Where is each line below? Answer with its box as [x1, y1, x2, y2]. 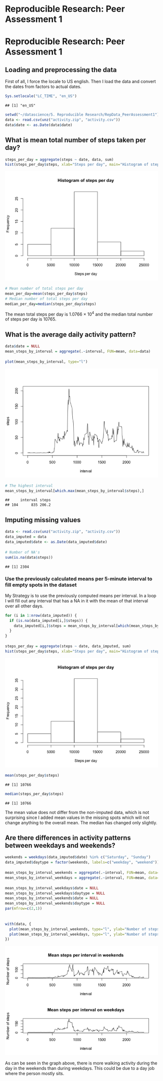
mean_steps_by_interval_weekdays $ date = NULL [5, 886, 98, 890]
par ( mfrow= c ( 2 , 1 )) [5, 906, 42, 911]
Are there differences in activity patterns [5, 833, 131, 842]
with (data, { [5, 922, 32, 926]
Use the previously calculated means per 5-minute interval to [5, 575, 153, 582]
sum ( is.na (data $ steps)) [5, 555, 53, 560]
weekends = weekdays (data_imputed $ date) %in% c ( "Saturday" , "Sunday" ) [5, 855, 151, 860]
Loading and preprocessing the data [5, 66, 117, 74]
